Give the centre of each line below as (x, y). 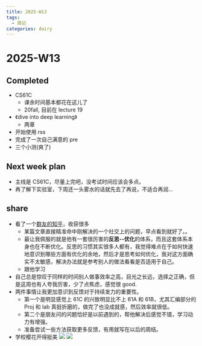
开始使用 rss (30, 132)
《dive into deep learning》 (46, 117)
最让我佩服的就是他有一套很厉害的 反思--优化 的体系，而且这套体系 (106, 239)
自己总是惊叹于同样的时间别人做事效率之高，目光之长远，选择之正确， (102, 276)
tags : (13, 17)
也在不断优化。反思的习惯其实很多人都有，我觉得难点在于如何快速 (111, 246)
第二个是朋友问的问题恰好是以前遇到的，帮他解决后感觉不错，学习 (106, 314)
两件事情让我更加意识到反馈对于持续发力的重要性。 (78, 291)
